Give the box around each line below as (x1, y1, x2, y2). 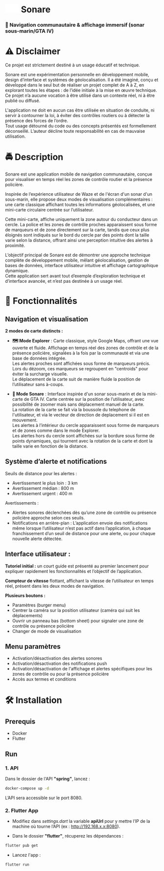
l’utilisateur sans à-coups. (12, 381, 65, 387)
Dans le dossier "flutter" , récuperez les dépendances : (12, 833, 124, 839)
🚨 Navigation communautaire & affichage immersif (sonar (5, 22, 145, 29)
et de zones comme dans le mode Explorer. (12, 427, 100, 433)
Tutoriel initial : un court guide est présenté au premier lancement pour (5, 563, 149, 569)
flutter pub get (5, 843, 38, 848)
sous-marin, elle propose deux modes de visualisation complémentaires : (5, 196, 153, 202)
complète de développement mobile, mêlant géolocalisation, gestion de (5, 257, 149, 263)
